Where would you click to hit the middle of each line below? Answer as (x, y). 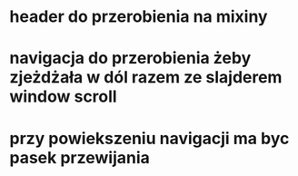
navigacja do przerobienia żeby (130, 59)
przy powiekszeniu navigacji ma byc (149, 138)
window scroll (63, 97)
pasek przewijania (79, 157)
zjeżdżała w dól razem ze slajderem (146, 78)
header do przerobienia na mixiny (139, 17)
